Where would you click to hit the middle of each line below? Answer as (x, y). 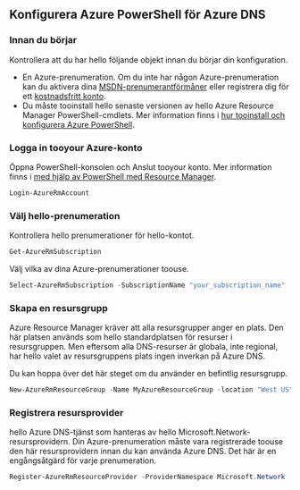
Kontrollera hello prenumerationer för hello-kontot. (102, 235)
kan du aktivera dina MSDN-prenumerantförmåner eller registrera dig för (155, 86)
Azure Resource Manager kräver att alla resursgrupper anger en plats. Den (146, 328)
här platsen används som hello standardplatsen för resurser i (121, 337)
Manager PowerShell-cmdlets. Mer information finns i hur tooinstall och (154, 114)
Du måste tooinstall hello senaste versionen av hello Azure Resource (148, 106)
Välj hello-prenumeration (65, 215)
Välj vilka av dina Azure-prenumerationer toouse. (99, 269)
